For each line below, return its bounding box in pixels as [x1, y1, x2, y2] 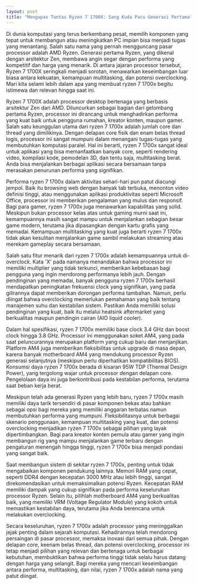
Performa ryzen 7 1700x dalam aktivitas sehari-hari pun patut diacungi [6, 178, 176, 185]
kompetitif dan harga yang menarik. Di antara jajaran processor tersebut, [6, 61, 182, 68]
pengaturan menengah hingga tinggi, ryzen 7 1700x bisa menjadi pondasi [6, 443, 184, 450]
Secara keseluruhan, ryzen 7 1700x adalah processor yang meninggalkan [6, 522, 184, 529]
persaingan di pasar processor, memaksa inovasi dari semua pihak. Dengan [6, 534, 189, 541]
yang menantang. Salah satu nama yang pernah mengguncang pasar [6, 42, 173, 50]
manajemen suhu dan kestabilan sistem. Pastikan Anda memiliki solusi [6, 302, 176, 309]
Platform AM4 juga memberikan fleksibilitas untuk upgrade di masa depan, [6, 345, 186, 352]
